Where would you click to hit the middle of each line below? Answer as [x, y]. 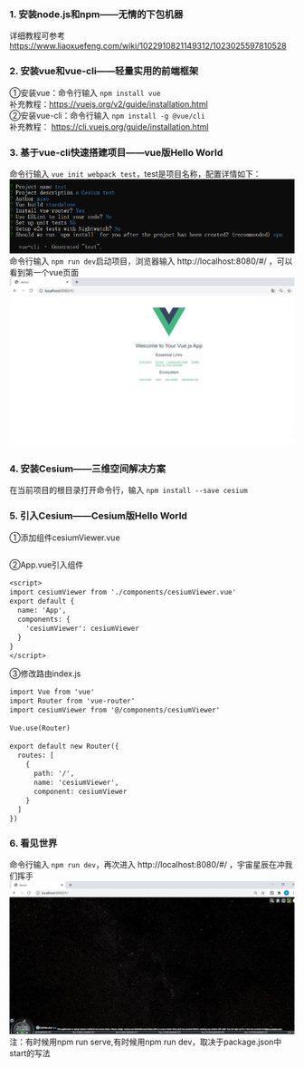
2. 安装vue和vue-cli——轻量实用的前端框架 [104, 72]
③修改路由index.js [45, 674]
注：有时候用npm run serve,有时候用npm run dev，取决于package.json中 [146, 1042]
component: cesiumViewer [80, 791]
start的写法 [30, 1053]
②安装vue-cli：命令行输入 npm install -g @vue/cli [107, 115]
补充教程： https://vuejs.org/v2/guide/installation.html [109, 104]
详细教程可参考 [37, 36]
